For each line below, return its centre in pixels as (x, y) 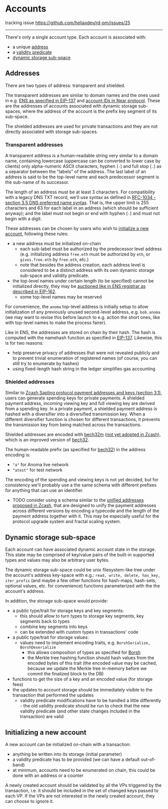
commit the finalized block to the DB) (65, 674)
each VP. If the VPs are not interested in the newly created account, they (80, 796)
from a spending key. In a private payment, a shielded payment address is (81, 409)
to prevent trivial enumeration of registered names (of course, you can (85, 358)
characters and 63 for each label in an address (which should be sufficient (82, 208)
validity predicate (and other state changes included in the (80, 711)
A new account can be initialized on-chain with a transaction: (68, 744)
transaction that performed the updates (53, 695)
